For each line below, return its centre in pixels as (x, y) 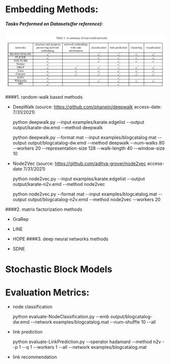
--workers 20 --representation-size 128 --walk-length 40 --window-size (89, 148)
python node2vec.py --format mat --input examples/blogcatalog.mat (85, 194)
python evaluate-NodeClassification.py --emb (61, 317)
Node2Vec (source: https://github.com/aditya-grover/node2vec (79, 163)
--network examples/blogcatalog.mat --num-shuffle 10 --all (93, 322)
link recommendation (35, 357)
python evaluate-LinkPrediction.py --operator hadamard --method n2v (87, 342)
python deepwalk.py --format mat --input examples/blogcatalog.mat (84, 137)
